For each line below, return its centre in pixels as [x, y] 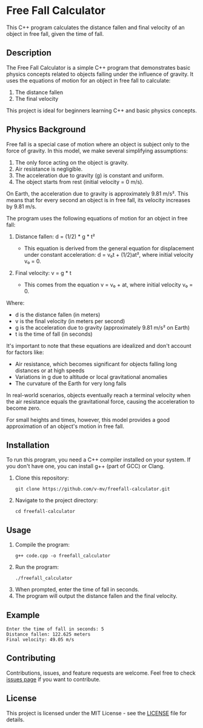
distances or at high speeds [50, 370]
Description [29, 53]
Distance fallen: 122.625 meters [48, 634]
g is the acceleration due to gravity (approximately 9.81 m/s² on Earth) [102, 327]
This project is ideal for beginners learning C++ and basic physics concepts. [101, 111]
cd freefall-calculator [45, 512]
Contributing [31, 658]
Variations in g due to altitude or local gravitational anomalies [91, 376]
